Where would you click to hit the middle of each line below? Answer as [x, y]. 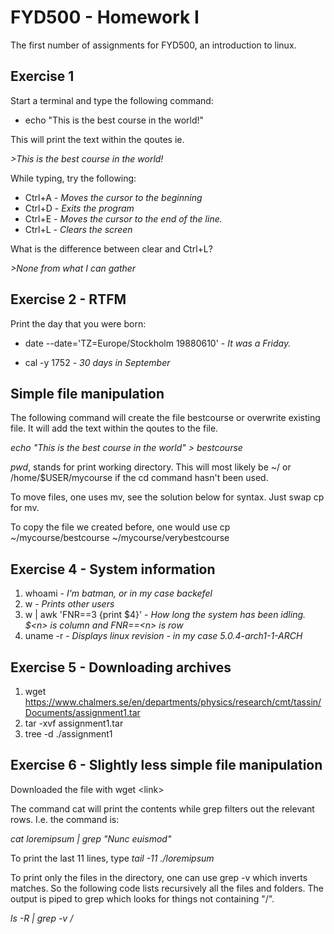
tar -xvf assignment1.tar [74, 723]
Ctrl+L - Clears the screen [78, 229]
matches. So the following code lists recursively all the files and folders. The [167, 888]
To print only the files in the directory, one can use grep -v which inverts [159, 877]
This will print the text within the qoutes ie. [97, 139]
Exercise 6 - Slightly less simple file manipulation [166, 765]
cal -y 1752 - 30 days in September [97, 362]
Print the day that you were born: [78, 323]
